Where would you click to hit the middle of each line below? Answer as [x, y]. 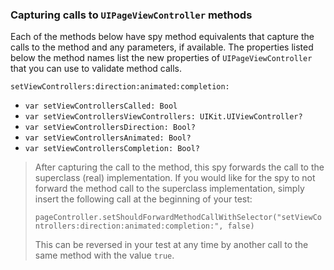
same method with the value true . [104, 255]
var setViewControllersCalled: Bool [101, 106]
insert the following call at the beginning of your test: [143, 199]
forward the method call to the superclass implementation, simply [169, 189]
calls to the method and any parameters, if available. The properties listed [162, 47]
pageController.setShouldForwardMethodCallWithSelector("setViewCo [178, 218]
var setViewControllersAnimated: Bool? [108, 138]
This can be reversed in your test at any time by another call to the [171, 245]
